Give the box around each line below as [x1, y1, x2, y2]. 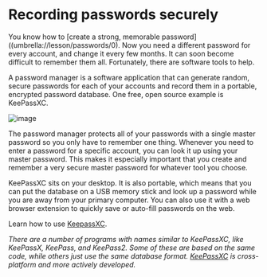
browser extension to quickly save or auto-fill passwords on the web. [8, 203, 235, 213]
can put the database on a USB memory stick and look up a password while [8, 186, 257, 196]
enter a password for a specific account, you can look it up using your [8, 146, 238, 155]
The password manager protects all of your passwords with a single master [8, 129, 256, 138]
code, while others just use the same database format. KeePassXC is [8, 251, 236, 260]
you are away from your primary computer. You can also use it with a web [8, 195, 250, 205]
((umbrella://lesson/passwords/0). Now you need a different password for [8, 40, 251, 49]
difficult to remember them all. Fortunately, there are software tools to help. [8, 57, 255, 67]
